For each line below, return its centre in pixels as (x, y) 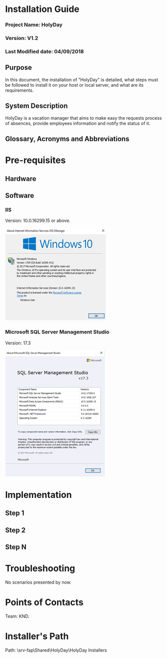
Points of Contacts (44, 602)
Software (20, 195)
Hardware (21, 179)
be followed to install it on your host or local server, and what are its (75, 85)
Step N (16, 547)
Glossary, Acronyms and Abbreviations (67, 139)
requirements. (19, 90)
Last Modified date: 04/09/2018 (45, 51)
